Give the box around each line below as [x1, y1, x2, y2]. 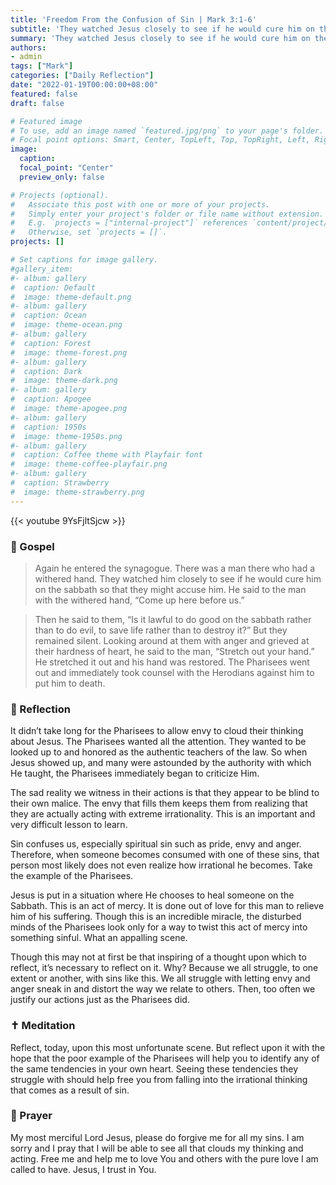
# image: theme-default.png [10, 292, 132, 302]
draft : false [10, 98, 65, 108]
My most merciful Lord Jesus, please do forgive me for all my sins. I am [10, 1131, 305, 1143]
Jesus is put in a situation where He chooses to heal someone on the [10, 889, 295, 901]
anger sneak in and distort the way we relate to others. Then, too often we [10, 983, 316, 995]
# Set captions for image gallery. [10, 255, 159, 265]
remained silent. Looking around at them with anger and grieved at [34, 634, 310, 646]
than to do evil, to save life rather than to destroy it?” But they [34, 624, 288, 636]
